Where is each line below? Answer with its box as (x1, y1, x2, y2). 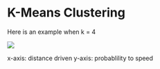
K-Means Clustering (7, 5, 126, 21)
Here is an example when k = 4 (7, 28, 96, 36)
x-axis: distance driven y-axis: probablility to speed (7, 54, 154, 62)
